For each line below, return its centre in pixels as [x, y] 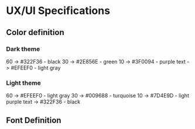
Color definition [35, 32]
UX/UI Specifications [58, 11]
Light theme [23, 83]
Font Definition [34, 120]
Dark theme [23, 49]
